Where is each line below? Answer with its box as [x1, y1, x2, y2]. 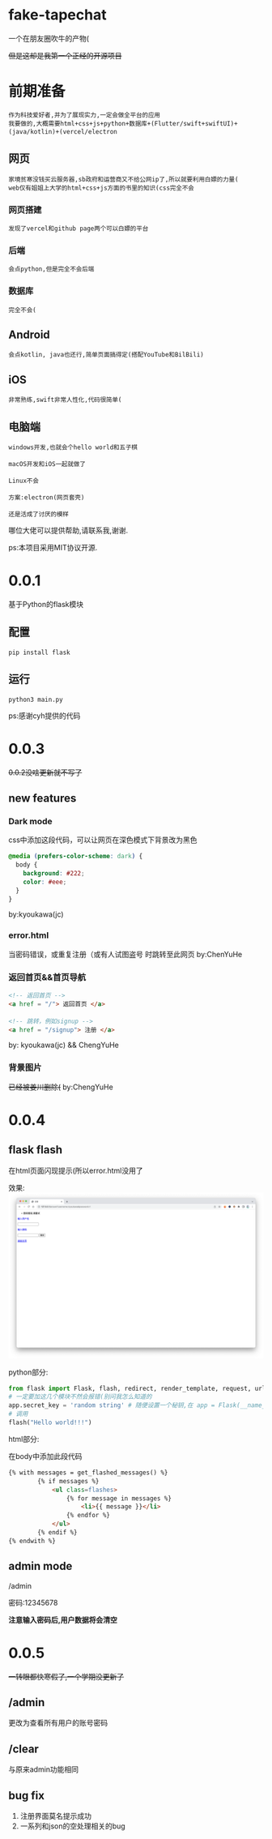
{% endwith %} [8, 1537, 57, 1545]
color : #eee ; [23, 878, 67, 886]
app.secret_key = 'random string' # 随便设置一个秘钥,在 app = [8, 1401, 215, 1409]
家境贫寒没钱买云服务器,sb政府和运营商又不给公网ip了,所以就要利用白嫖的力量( [8, 175, 239, 183]
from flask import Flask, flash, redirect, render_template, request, [8, 1384, 252, 1392]
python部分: [8, 1367, 49, 1377]
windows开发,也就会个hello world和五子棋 [8, 443, 138, 451]
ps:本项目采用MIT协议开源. [8, 543, 98, 553]
